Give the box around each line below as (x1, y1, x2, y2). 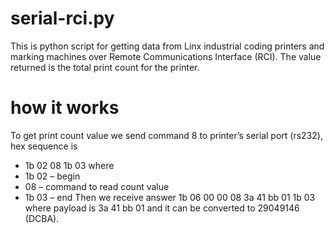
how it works (10, 97, 120, 119)
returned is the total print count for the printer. (10, 61, 200, 73)
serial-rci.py (10, 7, 115, 30)
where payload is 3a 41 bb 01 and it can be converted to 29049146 (24, 202, 300, 214)
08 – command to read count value (24, 180, 170, 192)
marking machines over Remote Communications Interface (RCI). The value (10, 50, 322, 62)
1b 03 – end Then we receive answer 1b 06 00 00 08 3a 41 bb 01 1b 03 (24, 191, 316, 203)
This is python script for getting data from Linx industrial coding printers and (10, 40, 325, 52)
